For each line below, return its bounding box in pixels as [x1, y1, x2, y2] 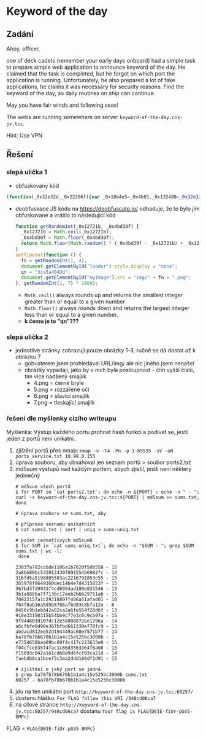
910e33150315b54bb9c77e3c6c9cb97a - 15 [15, 612, 118, 618]
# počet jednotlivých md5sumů [15, 537, 93, 543]
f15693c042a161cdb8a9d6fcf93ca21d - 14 [15, 650, 118, 656]
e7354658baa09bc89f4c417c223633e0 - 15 [15, 639, 118, 645]
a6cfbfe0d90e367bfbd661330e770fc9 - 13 [15, 623, 118, 629]
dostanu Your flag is [80, 707, 135, 715]
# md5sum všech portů [15, 483, 71, 489]
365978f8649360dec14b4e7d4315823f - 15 [15, 580, 118, 586]
